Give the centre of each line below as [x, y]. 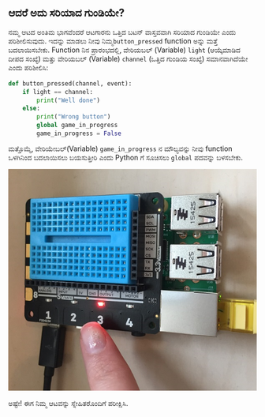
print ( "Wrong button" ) [74, 117]
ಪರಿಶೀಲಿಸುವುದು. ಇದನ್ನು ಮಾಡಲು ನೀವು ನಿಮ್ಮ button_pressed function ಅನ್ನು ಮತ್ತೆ [113, 41]
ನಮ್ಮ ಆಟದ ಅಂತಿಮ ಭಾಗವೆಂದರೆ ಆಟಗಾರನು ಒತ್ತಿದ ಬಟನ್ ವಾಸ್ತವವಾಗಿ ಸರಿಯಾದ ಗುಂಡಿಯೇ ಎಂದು [122, 32]
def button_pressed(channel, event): [70, 83]
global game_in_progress [77, 126]
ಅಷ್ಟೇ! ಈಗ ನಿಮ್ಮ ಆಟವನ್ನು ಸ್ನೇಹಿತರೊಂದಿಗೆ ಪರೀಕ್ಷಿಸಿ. [68, 404]
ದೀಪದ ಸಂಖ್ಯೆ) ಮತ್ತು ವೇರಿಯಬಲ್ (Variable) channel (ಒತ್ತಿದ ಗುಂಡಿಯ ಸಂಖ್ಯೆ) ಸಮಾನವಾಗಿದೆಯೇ [128, 58]
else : [32, 109]
